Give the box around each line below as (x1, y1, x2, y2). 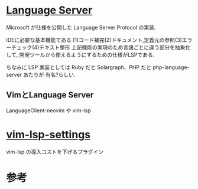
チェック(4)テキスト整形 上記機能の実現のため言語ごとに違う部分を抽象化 (11, 44, 191, 51)
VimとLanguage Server (6, 90, 94, 100)
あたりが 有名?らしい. (23, 71, 76, 78)
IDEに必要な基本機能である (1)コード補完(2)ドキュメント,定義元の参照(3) (6, 36, 182, 43)
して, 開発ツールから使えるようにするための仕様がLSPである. (6, 51, 155, 58)
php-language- (152, 63, 190, 71)
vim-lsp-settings (6, 128, 91, 141)
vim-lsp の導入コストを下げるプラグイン (6, 148, 104, 155)
